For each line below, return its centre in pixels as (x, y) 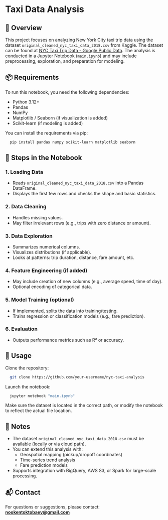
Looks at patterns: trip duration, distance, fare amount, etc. (73, 257)
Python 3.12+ (26, 102)
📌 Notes (18, 426)
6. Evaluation (21, 329)
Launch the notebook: (28, 386)
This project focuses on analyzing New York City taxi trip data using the (79, 40)
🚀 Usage (18, 356)
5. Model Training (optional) (40, 300)
